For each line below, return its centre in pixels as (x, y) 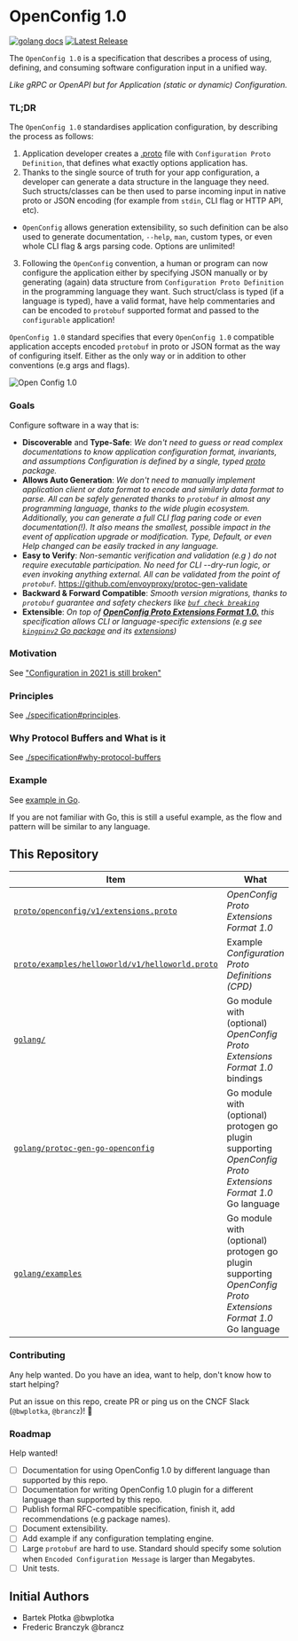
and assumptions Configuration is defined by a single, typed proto (144, 461)
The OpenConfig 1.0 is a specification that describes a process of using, (141, 58)
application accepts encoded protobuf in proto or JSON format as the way (145, 347)
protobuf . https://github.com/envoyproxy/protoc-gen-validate (135, 584)
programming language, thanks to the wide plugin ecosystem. (136, 508)
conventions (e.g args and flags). (70, 365)
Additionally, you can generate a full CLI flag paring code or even (141, 517)
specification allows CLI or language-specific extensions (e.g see (142, 621)
